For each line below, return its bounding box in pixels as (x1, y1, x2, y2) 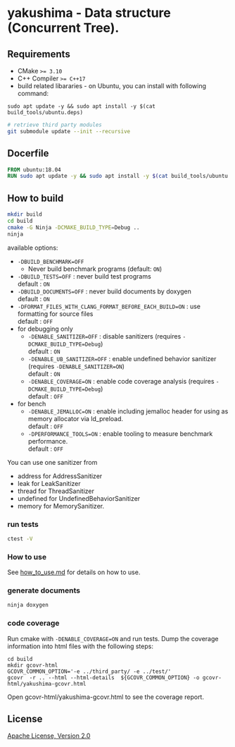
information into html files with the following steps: (7, 642, 153, 650)
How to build (7, 192, 64, 204)
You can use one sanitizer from (7, 458, 98, 466)
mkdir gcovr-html (7, 662, 58, 669)
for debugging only (17, 324, 74, 333)
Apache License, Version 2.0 (7, 731, 91, 740)
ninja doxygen (7, 602, 49, 609)
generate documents (7, 585, 81, 595)
